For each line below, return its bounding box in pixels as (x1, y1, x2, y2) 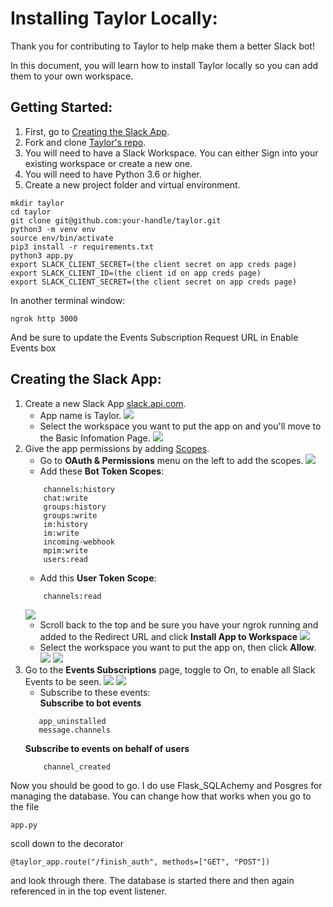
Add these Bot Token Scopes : (39, 465, 165, 477)
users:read (43, 554, 89, 564)
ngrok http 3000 (10, 313, 78, 324)
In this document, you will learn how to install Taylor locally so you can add (10, 59, 319, 71)
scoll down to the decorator (10, 837, 124, 849)
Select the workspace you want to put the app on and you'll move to (39, 420, 322, 432)
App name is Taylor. (39, 409, 122, 421)
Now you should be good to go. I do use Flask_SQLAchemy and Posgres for (10, 779, 323, 791)
